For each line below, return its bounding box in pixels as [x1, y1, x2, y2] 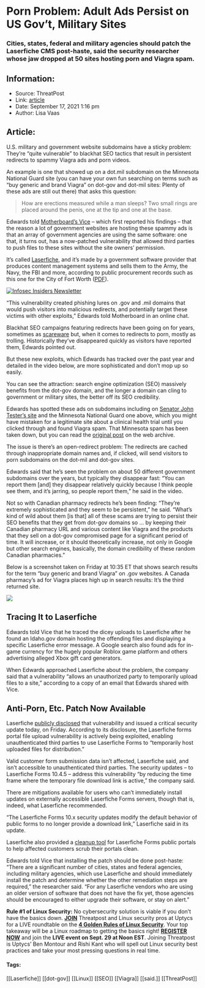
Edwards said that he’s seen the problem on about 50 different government [6, 467, 196, 475]
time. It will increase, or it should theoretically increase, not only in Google [6, 538, 193, 546]
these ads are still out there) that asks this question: [6, 187, 136, 195]
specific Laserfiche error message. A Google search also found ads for [6, 641, 185, 649]
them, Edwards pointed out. [6, 343, 76, 350]
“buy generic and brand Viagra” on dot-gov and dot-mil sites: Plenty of [6, 181, 185, 188]
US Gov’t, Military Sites [6, 17, 127, 31]
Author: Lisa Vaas [15, 109, 60, 116]
